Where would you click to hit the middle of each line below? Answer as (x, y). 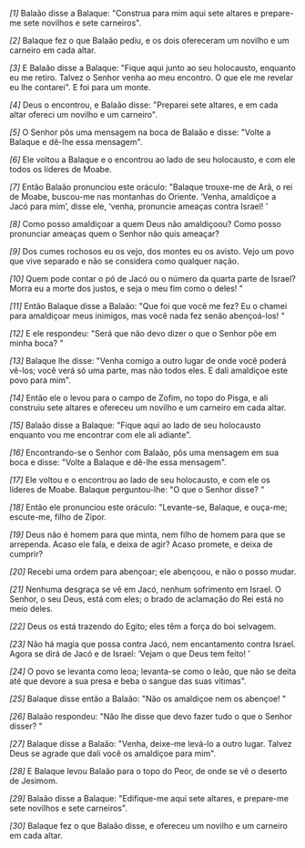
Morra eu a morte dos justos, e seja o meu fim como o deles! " (127, 288)
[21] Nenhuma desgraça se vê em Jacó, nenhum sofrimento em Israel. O (146, 589)
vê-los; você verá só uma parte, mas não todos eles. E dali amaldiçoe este (149, 370)
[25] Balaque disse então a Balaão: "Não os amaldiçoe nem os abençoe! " (148, 698)
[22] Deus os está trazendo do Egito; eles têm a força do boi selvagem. (143, 626)
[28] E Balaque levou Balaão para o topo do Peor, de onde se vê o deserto (148, 771)
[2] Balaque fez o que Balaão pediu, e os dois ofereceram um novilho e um (149, 41)
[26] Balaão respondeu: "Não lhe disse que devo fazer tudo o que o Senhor (151, 716)
